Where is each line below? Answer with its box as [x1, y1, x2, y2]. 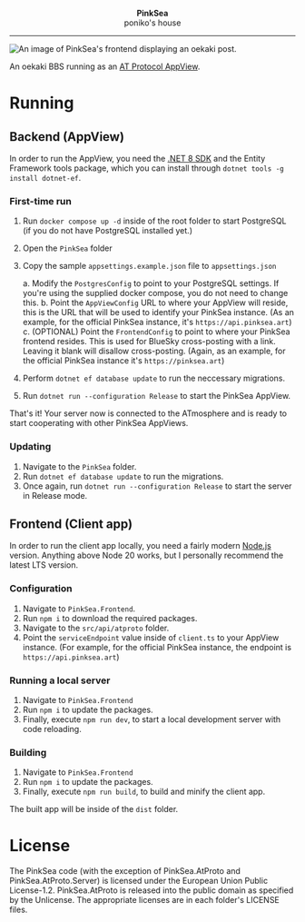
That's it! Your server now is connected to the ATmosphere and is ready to [9, 408, 288, 419]
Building [9, 746, 47, 758]
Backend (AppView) [9, 129, 125, 144]
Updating [9, 441, 52, 453]
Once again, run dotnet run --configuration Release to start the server [22, 481, 292, 491]
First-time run [9, 194, 73, 207]
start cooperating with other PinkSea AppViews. [9, 418, 189, 429]
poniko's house [123, 17, 182, 28]
